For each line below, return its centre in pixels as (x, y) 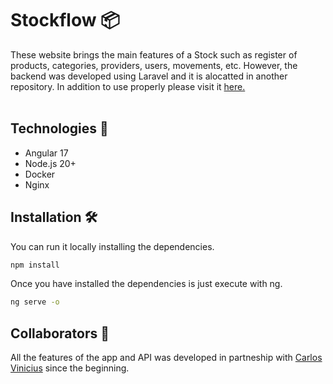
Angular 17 (46, 153)
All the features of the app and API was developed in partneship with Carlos (166, 358)
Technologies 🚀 (59, 128)
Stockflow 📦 (65, 20)
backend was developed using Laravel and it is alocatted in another (149, 76)
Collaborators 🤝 (60, 333)
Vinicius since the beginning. (70, 368)
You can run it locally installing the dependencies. (112, 246)
